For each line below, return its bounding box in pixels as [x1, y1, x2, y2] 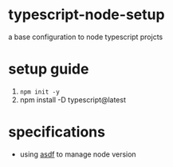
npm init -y [19, 88, 60, 96]
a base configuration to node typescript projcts [8, 32, 163, 42]
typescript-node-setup [8, 6, 165, 24]
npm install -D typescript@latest [19, 94, 126, 105]
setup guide [8, 60, 89, 78]
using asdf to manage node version [19, 149, 137, 159]
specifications [8, 123, 106, 141]
